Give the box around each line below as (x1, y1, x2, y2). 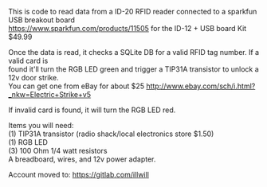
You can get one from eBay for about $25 (8, 81, 145, 91)
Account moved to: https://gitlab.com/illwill (8, 170, 150, 179)
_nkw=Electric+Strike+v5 (8, 90, 92, 99)
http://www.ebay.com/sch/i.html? (146, 81, 256, 91)
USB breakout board (8, 15, 76, 25)
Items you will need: (8, 121, 74, 130)
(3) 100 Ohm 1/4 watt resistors (8, 146, 108, 155)
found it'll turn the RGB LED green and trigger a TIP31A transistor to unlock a (8, 64, 259, 74)
